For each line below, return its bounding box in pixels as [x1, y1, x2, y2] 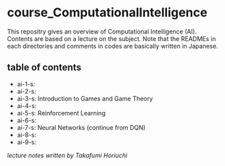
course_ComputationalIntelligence [7, 5, 208, 20]
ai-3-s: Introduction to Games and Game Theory [16, 94, 153, 102]
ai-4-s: [16, 101, 37, 110]
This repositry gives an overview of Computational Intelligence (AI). [7, 27, 197, 36]
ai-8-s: [16, 130, 37, 139]
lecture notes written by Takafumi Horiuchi [7, 151, 128, 159]
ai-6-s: [16, 116, 37, 124]
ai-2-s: [16, 87, 36, 95]
